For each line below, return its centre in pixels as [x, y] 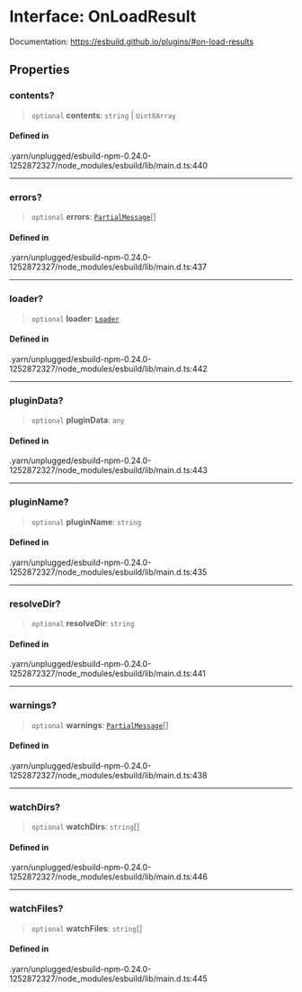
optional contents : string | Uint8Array [104, 115]
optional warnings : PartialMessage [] [100, 725]
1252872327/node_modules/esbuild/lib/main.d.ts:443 [109, 470]
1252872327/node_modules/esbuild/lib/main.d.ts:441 [108, 674]
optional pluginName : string [86, 522]
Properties [40, 70]
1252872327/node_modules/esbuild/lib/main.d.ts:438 [108, 775]
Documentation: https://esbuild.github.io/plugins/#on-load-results [132, 41]
